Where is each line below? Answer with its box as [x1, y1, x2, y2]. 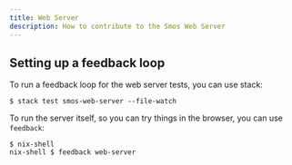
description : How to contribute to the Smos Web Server [9, 22, 226, 31]
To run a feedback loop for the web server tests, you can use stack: [9, 79, 264, 91]
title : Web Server [9, 13, 79, 23]
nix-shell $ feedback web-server [9, 148, 136, 157]
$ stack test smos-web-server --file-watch [9, 97, 177, 106]
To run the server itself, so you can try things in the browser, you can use [9, 112, 284, 123]
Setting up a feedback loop [9, 55, 166, 71]
